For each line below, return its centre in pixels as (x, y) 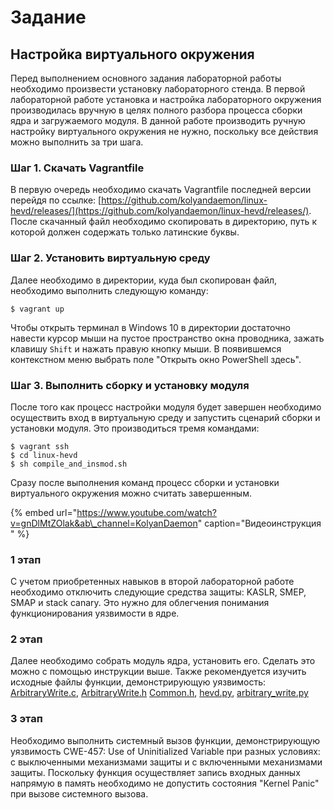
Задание (48, 17)
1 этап (26, 559)
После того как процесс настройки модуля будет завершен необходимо (166, 407)
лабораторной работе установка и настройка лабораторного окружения (166, 99)
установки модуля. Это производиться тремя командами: (135, 428)
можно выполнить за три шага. (77, 142)
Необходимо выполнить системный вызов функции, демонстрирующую (165, 740)
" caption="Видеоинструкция (259, 523)
